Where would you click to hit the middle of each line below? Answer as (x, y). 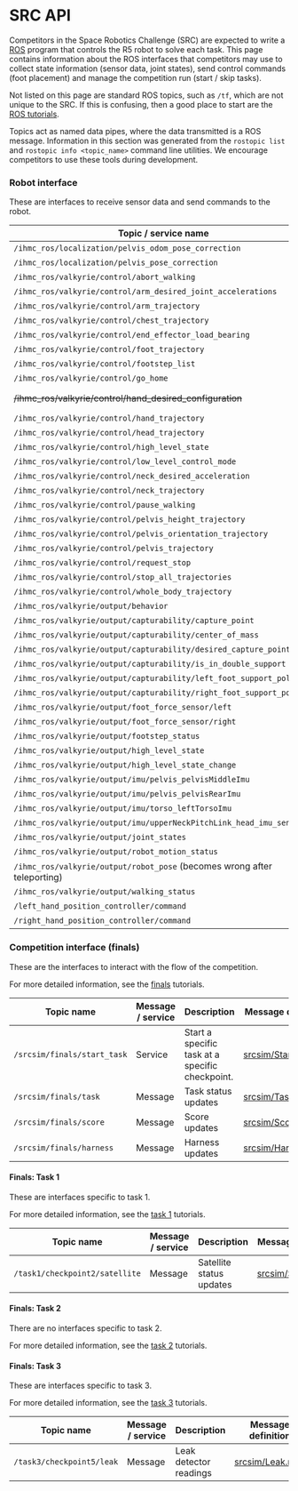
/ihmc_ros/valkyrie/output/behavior (91, 606)
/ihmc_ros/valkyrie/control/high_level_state (111, 447)
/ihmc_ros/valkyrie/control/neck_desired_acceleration (132, 476)
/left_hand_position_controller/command (100, 906)
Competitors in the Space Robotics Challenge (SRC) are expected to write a (147, 40)
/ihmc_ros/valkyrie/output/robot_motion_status (116, 852)
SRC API (40, 16)
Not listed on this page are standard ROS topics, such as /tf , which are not (146, 95)
